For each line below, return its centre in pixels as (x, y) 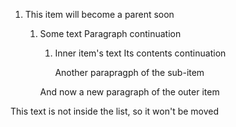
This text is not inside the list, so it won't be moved (115, 111)
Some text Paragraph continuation (110, 33)
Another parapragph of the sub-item (129, 72)
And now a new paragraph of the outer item (129, 92)
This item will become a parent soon (99, 14)
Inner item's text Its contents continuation (140, 53)
